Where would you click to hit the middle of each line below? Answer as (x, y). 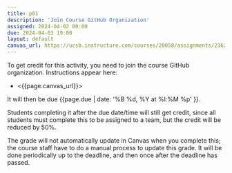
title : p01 (23, 13)
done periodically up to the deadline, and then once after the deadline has (112, 155)
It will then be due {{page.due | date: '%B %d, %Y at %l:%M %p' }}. (104, 99)
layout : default (30, 39)
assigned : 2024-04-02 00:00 (48, 26)
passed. (19, 162)
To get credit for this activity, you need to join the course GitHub (98, 65)
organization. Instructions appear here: (62, 72)
